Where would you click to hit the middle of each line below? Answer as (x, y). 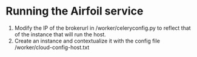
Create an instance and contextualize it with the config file (87, 41)
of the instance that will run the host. (60, 34)
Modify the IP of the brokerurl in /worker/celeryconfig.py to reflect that (103, 28)
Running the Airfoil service (75, 11)
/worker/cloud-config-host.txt (52, 47)
